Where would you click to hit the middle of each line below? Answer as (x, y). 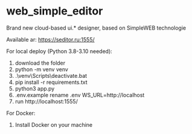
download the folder (40, 63)
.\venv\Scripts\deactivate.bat (51, 75)
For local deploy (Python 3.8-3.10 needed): (59, 51)
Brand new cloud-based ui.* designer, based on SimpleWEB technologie (96, 28)
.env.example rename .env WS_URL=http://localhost (80, 95)
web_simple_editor (55, 11)
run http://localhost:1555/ (46, 101)
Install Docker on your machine (53, 124)
